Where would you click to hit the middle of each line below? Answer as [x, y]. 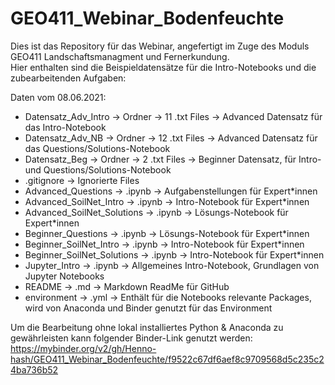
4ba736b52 [34, 369]
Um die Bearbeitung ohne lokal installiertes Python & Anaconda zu [147, 327]
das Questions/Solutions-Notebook [97, 148]
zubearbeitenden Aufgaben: [68, 78]
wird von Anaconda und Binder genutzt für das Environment [148, 308]
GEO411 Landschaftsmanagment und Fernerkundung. [120, 56]
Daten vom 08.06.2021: [58, 97]
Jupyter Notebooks [64, 276]
